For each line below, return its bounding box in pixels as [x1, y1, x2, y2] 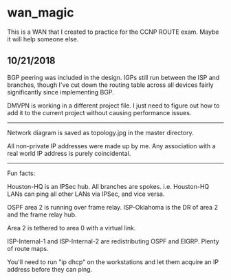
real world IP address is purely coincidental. [7, 149, 131, 157]
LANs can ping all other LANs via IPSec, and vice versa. [7, 190, 165, 198]
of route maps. [7, 244, 49, 252]
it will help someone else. [7, 34, 79, 43]
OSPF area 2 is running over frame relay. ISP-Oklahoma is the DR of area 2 [7, 203, 219, 211]
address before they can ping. [7, 265, 93, 273]
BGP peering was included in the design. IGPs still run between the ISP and [7, 73, 220, 81]
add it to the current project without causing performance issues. [7, 108, 192, 117]
